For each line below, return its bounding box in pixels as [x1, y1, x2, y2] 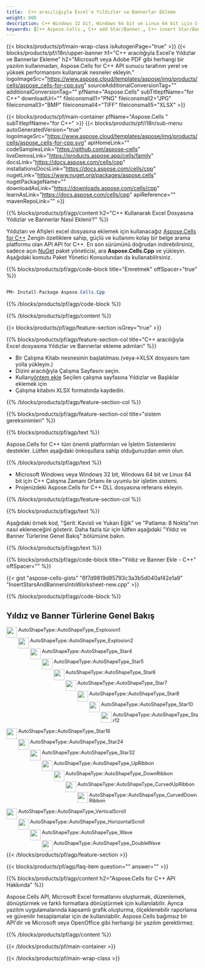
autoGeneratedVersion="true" [6, 126, 82, 133]
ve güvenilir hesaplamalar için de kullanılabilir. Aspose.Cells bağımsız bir [6, 912, 188, 920]
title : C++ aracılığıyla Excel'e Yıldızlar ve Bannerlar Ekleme [6, 9, 176, 15]
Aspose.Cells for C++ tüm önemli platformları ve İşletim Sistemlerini [6, 441, 176, 448]
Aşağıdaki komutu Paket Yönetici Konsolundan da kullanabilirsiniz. [6, 254, 173, 261]
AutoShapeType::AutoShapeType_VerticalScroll [18, 808, 126, 815]
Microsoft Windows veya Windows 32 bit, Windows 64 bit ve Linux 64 [15, 471, 192, 478]
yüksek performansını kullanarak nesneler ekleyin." [6, 68, 135, 76]
